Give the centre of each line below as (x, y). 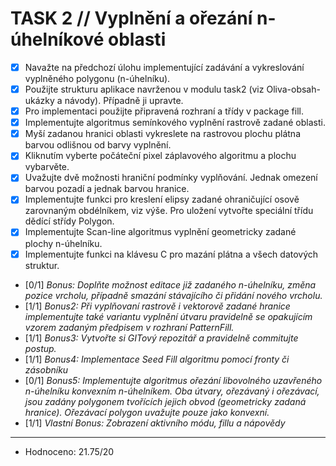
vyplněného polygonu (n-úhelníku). (97, 78)
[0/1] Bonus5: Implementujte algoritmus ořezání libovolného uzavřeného (173, 380)
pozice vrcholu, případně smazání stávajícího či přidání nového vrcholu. (173, 295)
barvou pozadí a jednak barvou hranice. (107, 189)
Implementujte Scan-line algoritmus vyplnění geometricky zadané (160, 232)
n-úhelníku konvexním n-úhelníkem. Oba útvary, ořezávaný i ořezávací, (172, 391)
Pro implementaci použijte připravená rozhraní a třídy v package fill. (164, 111)
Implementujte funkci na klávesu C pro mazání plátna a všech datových (171, 254)
